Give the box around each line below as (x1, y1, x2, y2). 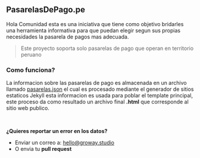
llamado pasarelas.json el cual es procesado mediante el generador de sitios (6, 86, 194, 93)
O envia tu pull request (14, 146, 72, 153)
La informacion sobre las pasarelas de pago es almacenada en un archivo (6, 80, 187, 87)
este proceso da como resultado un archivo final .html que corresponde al (6, 98, 189, 106)
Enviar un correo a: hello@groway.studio (14, 139, 115, 146)
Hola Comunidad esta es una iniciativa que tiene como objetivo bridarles (6, 20, 184, 27)
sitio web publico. (6, 105, 49, 112)
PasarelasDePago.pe (6, 5, 85, 15)
